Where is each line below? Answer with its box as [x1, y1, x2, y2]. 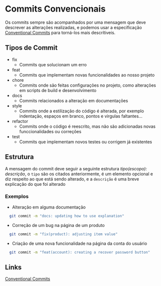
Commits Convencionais [5, 3, 106, 15]
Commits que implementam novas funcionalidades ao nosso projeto [19, 72, 155, 78]
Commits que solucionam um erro [19, 61, 87, 67]
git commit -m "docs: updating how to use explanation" [9, 213, 124, 218]
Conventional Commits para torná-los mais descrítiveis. [5, 30, 116, 35]
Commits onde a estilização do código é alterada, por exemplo [19, 108, 144, 114]
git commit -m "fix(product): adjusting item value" [9, 231, 118, 237]
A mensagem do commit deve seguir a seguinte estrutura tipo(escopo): [5, 166, 147, 171]
